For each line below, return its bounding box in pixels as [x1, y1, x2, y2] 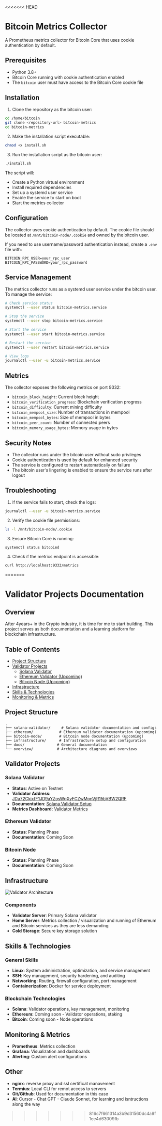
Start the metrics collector [12, 200, 64, 206]
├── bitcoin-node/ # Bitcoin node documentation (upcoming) [5, 734, 144, 739]
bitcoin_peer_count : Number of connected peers [12, 419, 110, 426]
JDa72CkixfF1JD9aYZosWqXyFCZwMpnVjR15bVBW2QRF [12, 795, 127, 802]
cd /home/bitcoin [5, 116, 40, 121]
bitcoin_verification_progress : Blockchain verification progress [12, 399, 142, 405]
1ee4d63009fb [89, 1115, 119, 1122]
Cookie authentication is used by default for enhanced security [12, 457, 138, 463]
